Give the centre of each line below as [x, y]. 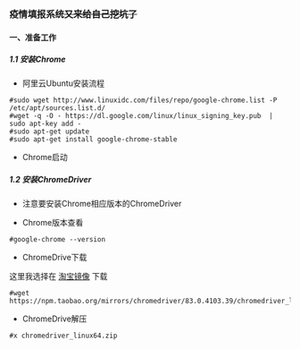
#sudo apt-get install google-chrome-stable [93, 140]
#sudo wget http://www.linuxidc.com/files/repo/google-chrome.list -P [143, 100]
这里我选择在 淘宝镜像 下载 [58, 277]
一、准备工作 [33, 37]
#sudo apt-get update [50, 132]
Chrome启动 [45, 157]
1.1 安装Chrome [37, 59]
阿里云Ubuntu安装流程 [63, 83]
